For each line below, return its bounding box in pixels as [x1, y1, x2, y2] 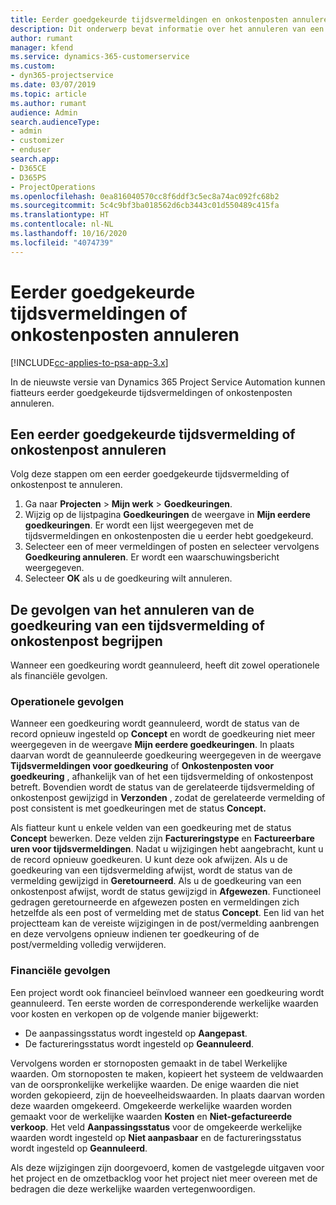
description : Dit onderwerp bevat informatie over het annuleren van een [10, 24, 325, 34]
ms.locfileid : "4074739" [10, 237, 114, 248]
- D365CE [10, 163, 47, 173]
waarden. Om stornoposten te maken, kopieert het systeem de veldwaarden [10, 1067, 324, 1080]
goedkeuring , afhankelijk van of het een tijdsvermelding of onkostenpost [10, 771, 314, 783]
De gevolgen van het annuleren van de [10, 601, 255, 618]
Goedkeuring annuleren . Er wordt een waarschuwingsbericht [24, 551, 280, 563]
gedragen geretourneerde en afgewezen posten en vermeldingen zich [10, 896, 300, 908]
